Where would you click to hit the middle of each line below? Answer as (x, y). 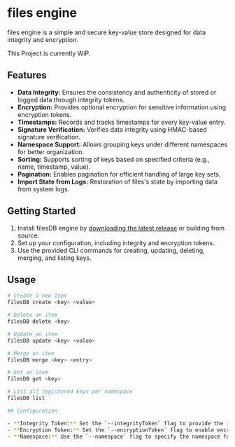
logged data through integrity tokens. (71, 99)
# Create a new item (37, 296)
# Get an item (28, 373)
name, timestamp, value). (54, 167)
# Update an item (33, 334)
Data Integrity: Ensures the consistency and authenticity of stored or (117, 92)
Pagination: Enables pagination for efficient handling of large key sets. (119, 174)
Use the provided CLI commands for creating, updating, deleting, (111, 250)
